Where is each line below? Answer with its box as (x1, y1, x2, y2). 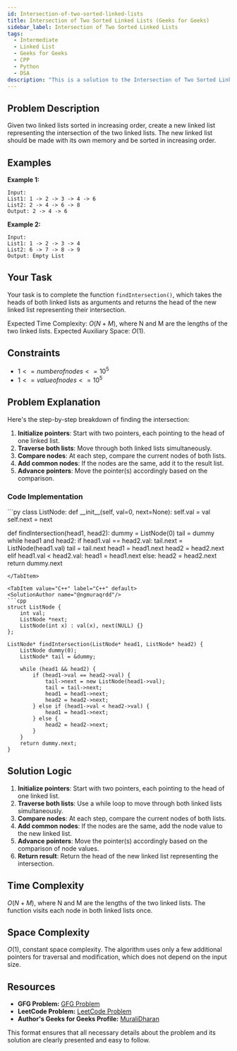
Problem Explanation (7, 396, 101, 408)
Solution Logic (7, 765, 72, 777)
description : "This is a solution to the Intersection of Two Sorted (7, 76, 217, 84)
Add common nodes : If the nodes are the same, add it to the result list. (17, 459, 224, 467)
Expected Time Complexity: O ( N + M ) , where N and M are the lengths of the (7, 319, 228, 328)
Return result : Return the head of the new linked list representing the (17, 851, 219, 860)
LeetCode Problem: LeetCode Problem (17, 1007, 132, 1016)
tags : (7, 30, 23, 38)
